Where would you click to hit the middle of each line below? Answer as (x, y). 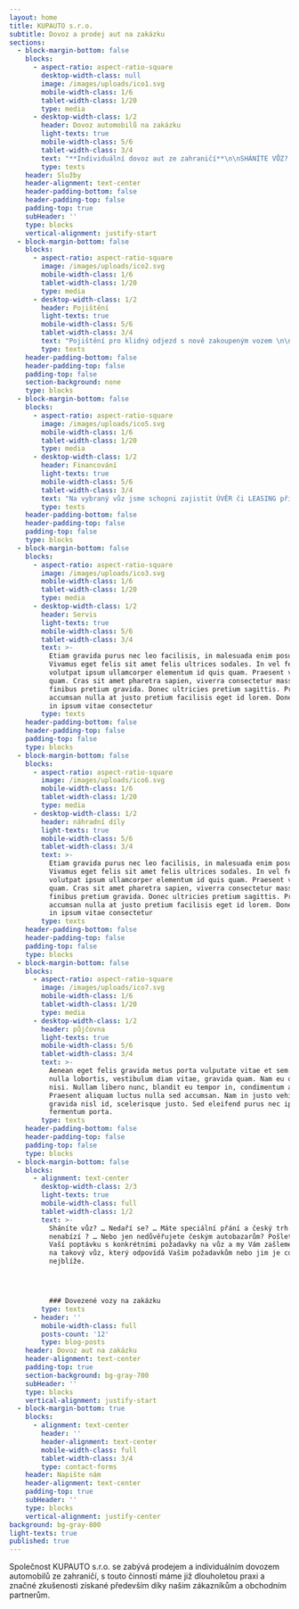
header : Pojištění (75, 308)
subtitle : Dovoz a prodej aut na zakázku (87, 34)
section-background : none (73, 383)
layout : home (33, 17)
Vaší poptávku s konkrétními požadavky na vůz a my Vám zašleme (170, 1245)
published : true (39, 1541)
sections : (28, 42)
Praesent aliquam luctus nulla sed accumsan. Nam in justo (161, 1095)
